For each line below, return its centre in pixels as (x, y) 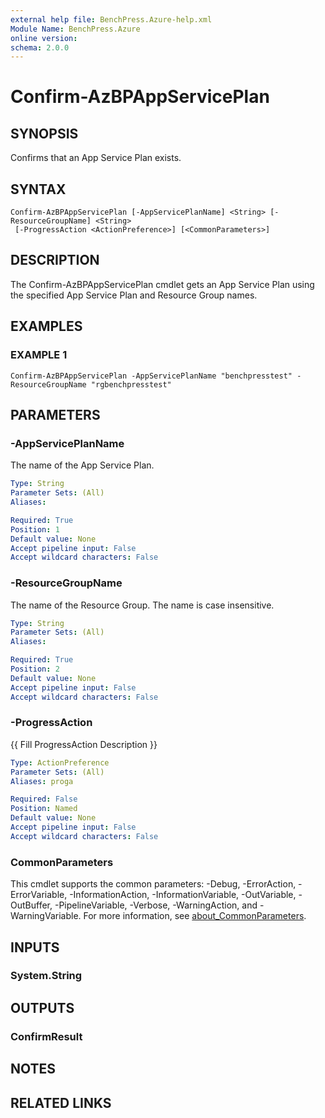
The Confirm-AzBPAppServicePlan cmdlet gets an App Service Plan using (162, 284)
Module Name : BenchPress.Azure (75, 29)
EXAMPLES (46, 326)
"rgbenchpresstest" (131, 384)
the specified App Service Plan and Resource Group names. (134, 295)
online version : (44, 38)
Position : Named (44, 809)
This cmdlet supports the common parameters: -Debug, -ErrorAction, (153, 884)
